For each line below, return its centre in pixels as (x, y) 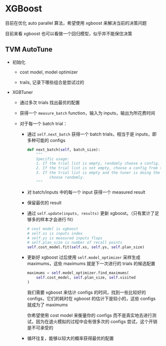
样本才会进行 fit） (58, 219)
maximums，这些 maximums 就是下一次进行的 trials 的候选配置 (91, 264)
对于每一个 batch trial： (43, 123)
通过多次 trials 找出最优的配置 (50, 102)
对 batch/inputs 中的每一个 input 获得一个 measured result (86, 192)
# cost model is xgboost (53, 229)
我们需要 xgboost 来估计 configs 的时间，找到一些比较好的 (86, 292)
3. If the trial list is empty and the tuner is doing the (98, 173)
